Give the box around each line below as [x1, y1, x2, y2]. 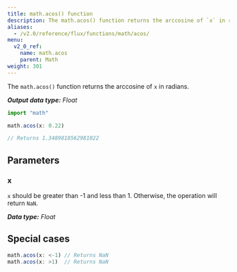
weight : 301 [7, 63, 42, 70]
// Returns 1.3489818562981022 [7, 135, 99, 142]
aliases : [7, 23, 33, 30]
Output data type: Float [7, 96, 78, 104]
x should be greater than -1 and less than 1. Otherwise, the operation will [7, 191, 217, 199]
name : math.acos [20, 50, 68, 57]
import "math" [7, 109, 49, 116]
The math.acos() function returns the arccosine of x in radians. [7, 82, 189, 90]
